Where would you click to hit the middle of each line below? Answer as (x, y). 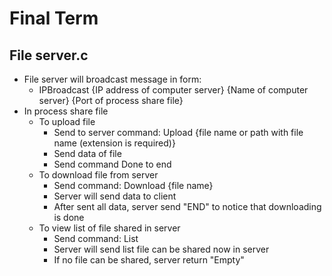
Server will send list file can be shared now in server (161, 249)
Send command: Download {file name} (133, 185)
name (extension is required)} (114, 143)
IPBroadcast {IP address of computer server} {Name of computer (173, 90)
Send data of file (87, 153)
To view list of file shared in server (109, 228)
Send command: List (96, 238)
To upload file (67, 121)
